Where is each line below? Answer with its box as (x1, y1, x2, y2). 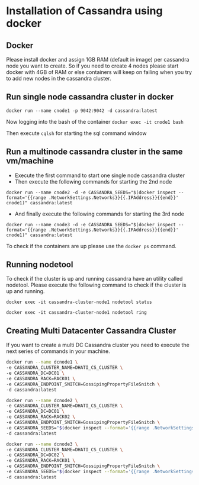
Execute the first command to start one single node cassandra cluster (14, 172, 185, 179)
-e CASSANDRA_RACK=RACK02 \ (6, 414, 76, 420)
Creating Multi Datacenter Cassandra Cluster (6, 326, 176, 336)
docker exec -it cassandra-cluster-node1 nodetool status (6, 299, 152, 306)
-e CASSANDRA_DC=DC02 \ (6, 452, 65, 458)
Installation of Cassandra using (6, 4, 163, 18)
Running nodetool (6, 259, 73, 270)
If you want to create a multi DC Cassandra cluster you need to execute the (6, 342, 190, 349)
